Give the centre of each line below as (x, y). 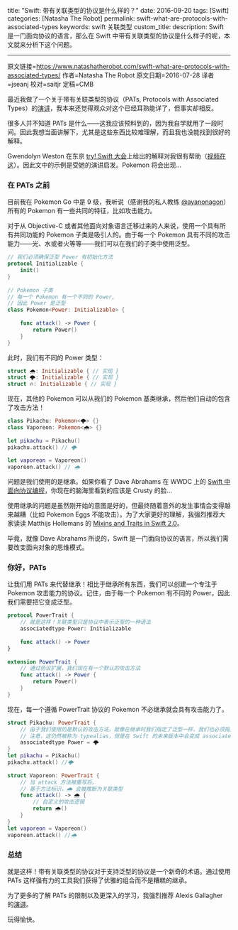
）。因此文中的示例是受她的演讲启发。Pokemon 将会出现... (98, 165)
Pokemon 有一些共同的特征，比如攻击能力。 (92, 211)
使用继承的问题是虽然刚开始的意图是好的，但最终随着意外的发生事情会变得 (116, 506)
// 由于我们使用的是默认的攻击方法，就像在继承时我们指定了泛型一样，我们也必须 (123, 729)
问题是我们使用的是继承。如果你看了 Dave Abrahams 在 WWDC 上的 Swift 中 (119, 482)
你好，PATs (27, 568)
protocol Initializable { (45, 264)
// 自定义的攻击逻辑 (59, 802)
